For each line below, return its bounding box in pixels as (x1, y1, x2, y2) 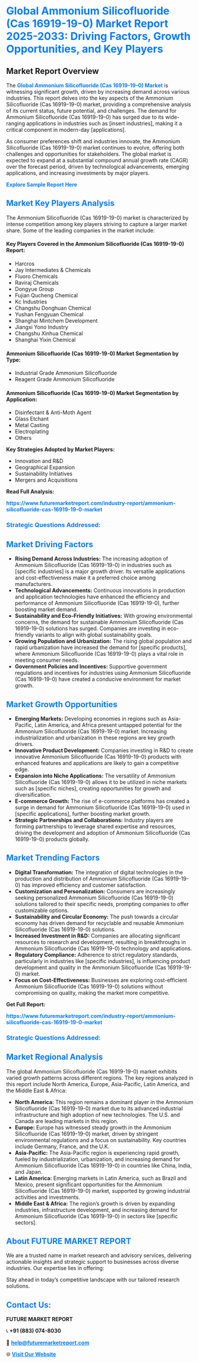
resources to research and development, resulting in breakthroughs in (14, 938, 186, 945)
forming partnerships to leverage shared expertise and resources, (14, 822, 176, 830)
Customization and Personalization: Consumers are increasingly (14, 887, 175, 895)
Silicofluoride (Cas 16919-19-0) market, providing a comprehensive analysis (6, 101, 191, 108)
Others (14, 434, 32, 442)
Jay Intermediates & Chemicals (14, 267, 91, 274)
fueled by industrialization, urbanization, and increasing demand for (14, 1155, 181, 1162)
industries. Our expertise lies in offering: (6, 1265, 105, 1272)
